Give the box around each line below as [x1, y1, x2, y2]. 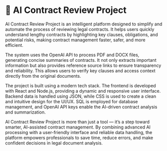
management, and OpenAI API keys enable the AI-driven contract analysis [5, 104, 158, 110]
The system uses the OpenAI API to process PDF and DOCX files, [5, 52, 140, 58]
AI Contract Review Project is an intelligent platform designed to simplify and [5, 21, 163, 27]
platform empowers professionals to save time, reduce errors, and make [5, 135, 154, 141]
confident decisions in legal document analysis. [5, 140, 103, 146]
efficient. [5, 42, 23, 48]
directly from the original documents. [5, 73, 81, 79]
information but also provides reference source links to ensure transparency [5, 62, 162, 68]
